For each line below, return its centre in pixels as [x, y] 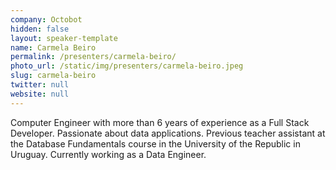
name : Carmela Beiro [53, 47]
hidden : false [40, 29]
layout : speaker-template [64, 38]
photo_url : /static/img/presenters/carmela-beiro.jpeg [127, 66]
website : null [40, 94]
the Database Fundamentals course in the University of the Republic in [155, 143]
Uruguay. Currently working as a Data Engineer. [108, 154]
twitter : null [40, 85]
